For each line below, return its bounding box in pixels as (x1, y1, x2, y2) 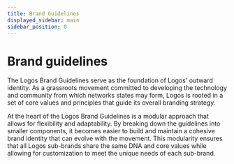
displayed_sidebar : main (7, 17, 80, 24)
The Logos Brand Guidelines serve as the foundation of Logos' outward (7, 76, 213, 84)
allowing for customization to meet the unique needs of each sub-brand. (7, 149, 216, 158)
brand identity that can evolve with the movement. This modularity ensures (7, 134, 223, 143)
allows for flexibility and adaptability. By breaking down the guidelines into (7, 119, 221, 128)
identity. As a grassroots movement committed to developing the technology (7, 84, 227, 92)
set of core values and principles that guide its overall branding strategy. (7, 98, 216, 107)
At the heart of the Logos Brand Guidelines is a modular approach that (7, 112, 210, 121)
